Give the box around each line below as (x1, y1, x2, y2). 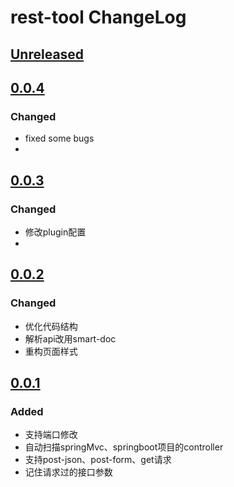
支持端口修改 (24, 429, 78, 441)
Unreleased (10, 46, 85, 63)
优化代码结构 (24, 320, 78, 332)
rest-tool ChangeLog (10, 6, 187, 29)
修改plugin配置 (24, 226, 87, 238)
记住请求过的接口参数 (24, 466, 113, 478)
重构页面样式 (24, 345, 78, 357)
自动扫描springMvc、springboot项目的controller (24, 441, 224, 453)
